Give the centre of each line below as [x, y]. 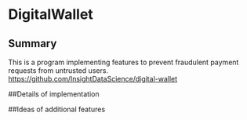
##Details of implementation [54, 94]
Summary [33, 44]
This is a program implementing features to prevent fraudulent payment [123, 62]
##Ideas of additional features [57, 109]
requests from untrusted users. [58, 71]
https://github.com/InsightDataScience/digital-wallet [93, 79]
